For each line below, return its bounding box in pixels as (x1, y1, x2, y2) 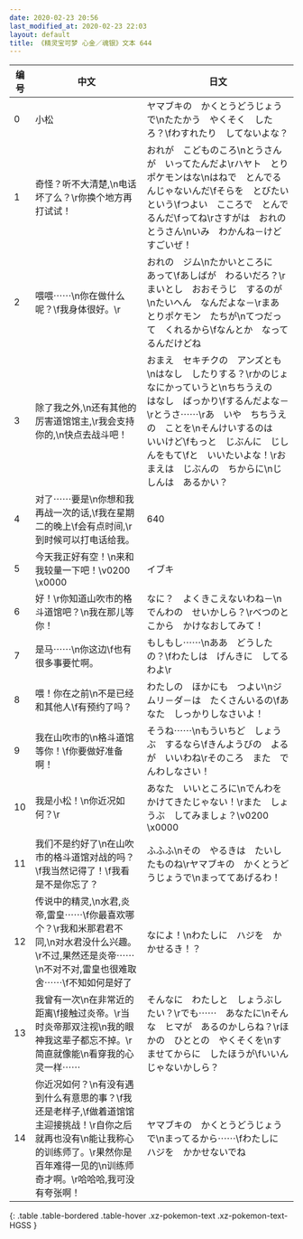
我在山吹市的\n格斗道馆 (34, 731, 134, 744)
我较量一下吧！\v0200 (34, 564, 131, 577)
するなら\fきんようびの (164, 738, 262, 751)
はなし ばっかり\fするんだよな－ (146, 395, 289, 408)
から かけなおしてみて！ (155, 620, 264, 633)
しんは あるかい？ (146, 476, 228, 489)
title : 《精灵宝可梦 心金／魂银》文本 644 (9, 38, 152, 48)
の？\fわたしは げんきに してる (146, 650, 289, 662)
